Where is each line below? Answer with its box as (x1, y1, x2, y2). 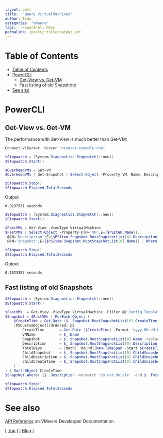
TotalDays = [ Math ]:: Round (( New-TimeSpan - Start (22, 345, 138, 351)
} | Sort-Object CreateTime (5, 368, 62, 373)
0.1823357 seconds (5, 270, 42, 276)
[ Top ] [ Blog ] (5, 428, 34, 434)
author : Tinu (5, 16, 32, 21)
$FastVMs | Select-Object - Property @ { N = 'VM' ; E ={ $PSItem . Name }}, (5, 230, 140, 235)
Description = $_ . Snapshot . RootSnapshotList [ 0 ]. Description (22, 341, 158, 346)
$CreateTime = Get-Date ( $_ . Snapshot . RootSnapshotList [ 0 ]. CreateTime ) (14, 319, 160, 324)
